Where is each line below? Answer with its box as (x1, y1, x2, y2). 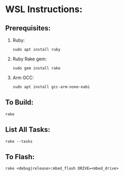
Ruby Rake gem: (12, 56, 47, 62)
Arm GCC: (12, 75, 34, 81)
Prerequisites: (5, 24, 51, 32)
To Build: (5, 98, 34, 107)
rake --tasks (5, 138, 33, 144)
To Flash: (5, 153, 35, 161)
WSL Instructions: (5, 4, 82, 15)
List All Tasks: (5, 125, 51, 134)
